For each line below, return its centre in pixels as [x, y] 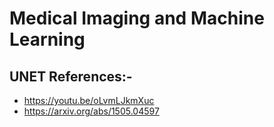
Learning [47, 39]
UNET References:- [71, 76]
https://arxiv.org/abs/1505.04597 [91, 111]
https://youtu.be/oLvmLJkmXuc [89, 100]
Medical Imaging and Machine [137, 18]
